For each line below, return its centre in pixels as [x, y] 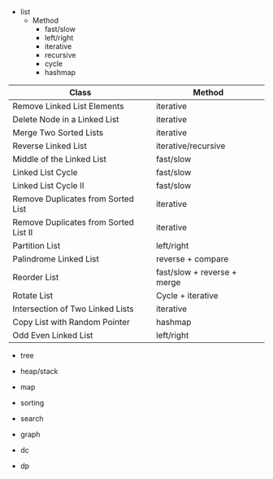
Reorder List [36, 277]
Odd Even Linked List [53, 335]
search [32, 418]
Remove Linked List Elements [68, 106]
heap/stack [39, 371]
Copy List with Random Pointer [71, 322]
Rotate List [33, 295]
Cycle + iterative [187, 295]
